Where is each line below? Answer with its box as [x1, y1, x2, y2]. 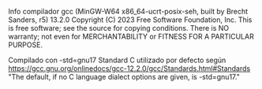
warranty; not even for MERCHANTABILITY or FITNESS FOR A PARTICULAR [8, 32, 254, 41]
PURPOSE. [8, 40, 43, 50]
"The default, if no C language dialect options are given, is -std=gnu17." [8, 72, 241, 81]
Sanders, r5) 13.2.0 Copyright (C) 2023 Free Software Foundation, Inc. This [8, 15, 253, 24]
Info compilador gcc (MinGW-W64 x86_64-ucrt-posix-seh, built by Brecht [8, 7, 249, 16]
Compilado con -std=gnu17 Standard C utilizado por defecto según [8, 55, 226, 65]
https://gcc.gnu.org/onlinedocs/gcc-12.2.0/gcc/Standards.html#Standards [8, 64, 251, 73]
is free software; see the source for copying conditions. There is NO [8, 24, 230, 32]
